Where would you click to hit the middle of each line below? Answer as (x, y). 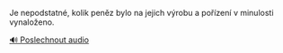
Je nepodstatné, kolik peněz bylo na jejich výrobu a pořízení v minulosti (141, 13)
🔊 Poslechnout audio (49, 40)
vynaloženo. (32, 22)
